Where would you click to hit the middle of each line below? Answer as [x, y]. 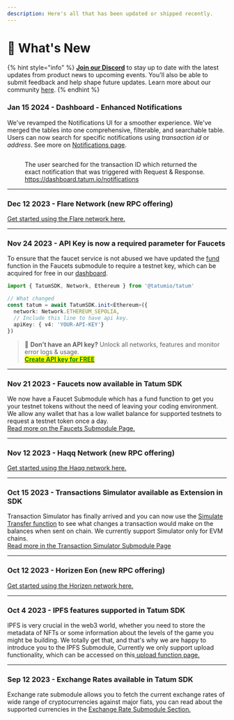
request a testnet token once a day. [58, 421]
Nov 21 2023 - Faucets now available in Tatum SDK [95, 383]
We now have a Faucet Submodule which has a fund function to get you [110, 399]
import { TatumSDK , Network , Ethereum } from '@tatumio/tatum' [101, 286]
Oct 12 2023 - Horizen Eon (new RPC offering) [86, 570]
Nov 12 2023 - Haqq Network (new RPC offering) [91, 453]
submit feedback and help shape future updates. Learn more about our [109, 82]
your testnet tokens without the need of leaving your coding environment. [112, 406]
